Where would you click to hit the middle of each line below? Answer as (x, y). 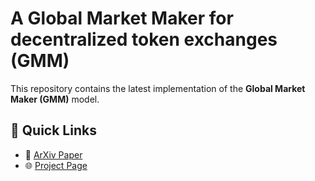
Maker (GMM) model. (55, 99)
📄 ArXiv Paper (53, 154)
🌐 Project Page (56, 165)
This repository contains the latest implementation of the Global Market (158, 88)
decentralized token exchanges (144, 39)
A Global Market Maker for (122, 18)
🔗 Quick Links (53, 130)
